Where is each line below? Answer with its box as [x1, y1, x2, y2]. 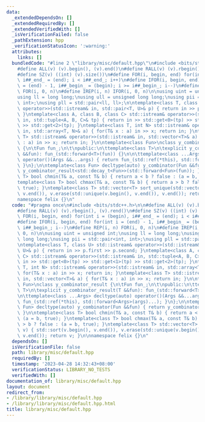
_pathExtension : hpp [12, 37, 64, 43]
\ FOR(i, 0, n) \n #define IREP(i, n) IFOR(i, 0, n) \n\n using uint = [17, 89, 192, 95]
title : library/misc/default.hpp [6, 407, 92, 413]
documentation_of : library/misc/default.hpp [6, 378, 121, 384]
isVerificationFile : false [12, 344, 81, 350]
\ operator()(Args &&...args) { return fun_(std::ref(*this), [17, 156, 179, 162]
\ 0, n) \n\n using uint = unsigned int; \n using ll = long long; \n [17, 230, 187, 236]
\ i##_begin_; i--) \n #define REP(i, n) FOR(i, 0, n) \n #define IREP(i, [17, 225, 201, 231]
